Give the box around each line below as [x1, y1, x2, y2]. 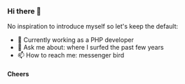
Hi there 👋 [7, 6, 42, 16]
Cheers [7, 69, 29, 78]
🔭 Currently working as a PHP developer [17, 36, 135, 44]
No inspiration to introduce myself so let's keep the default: [7, 22, 179, 31]
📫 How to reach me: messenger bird [17, 51, 125, 59]
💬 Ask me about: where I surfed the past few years [17, 43, 164, 52]
